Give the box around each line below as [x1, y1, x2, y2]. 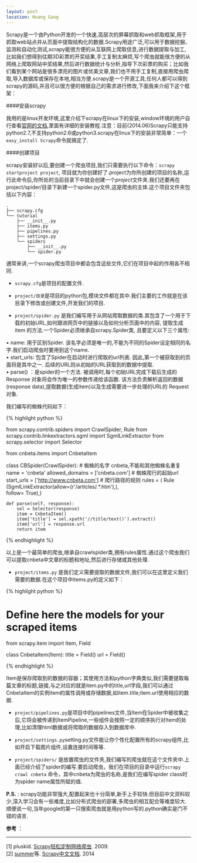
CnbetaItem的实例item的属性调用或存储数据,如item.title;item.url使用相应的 [6, 689, 184, 696]
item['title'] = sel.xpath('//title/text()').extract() [16, 516, 157, 522]
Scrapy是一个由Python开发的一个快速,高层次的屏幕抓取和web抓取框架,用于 [6, 31, 187, 38]
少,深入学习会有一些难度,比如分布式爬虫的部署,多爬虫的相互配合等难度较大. [6, 798, 187, 805]
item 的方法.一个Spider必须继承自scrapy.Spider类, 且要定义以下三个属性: [14, 326, 190, 333]
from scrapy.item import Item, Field [6, 640, 91, 647]
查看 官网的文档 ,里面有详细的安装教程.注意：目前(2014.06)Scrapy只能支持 [11, 121, 188, 129]
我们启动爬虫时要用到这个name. [12, 346, 90, 353]
